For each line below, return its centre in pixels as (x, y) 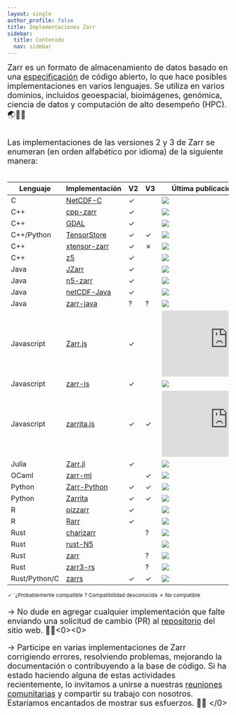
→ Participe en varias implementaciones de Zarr (97, 647)
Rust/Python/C (35, 579)
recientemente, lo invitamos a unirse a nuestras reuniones (115, 684)
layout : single (29, 14)
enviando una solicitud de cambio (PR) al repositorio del (111, 621)
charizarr (81, 533)
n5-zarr (79, 281)
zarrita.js (80, 424)
